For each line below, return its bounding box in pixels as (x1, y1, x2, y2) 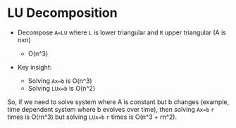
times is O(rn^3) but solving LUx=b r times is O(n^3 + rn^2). (7, 113, 178, 121)
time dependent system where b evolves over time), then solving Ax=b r (7, 105, 215, 113)
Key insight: (17, 63, 52, 71)
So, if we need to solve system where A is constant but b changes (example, (7, 97, 230, 106)
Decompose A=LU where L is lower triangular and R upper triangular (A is (17, 28, 227, 37)
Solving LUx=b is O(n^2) (27, 84, 96, 92)
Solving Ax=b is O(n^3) (27, 76, 93, 85)
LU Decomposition (7, 5, 118, 21)
